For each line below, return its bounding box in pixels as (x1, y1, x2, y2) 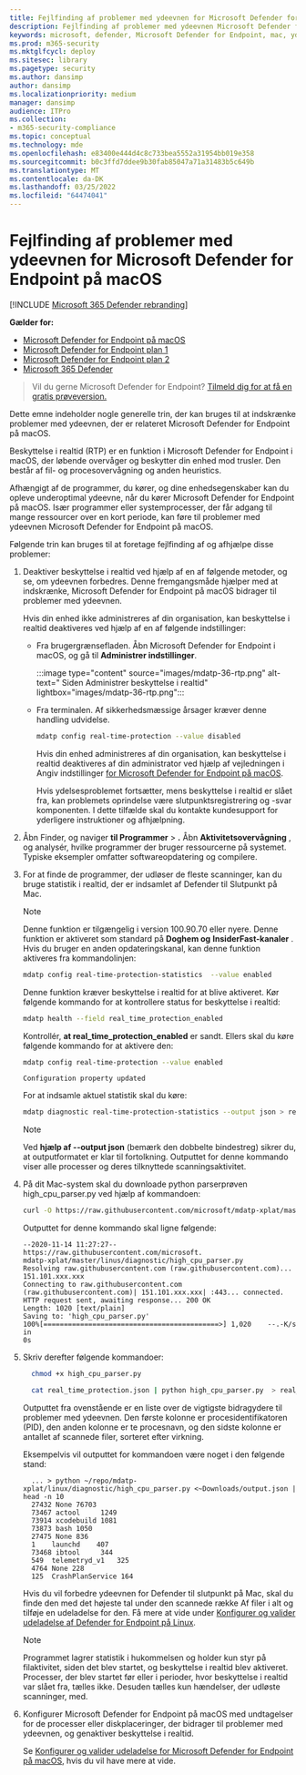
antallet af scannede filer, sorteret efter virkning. (22, 1431, 205, 1442)
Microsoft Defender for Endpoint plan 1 (22, 343, 168, 355)
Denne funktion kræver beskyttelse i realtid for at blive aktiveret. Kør (22, 986, 280, 997)
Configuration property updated (22, 1074, 146, 1084)
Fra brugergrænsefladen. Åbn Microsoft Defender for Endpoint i (36, 639, 276, 651)
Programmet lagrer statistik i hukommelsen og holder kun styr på (22, 1652, 267, 1663)
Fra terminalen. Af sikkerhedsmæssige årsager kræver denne (36, 704, 267, 715)
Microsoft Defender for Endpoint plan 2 (22, 353, 170, 364)
